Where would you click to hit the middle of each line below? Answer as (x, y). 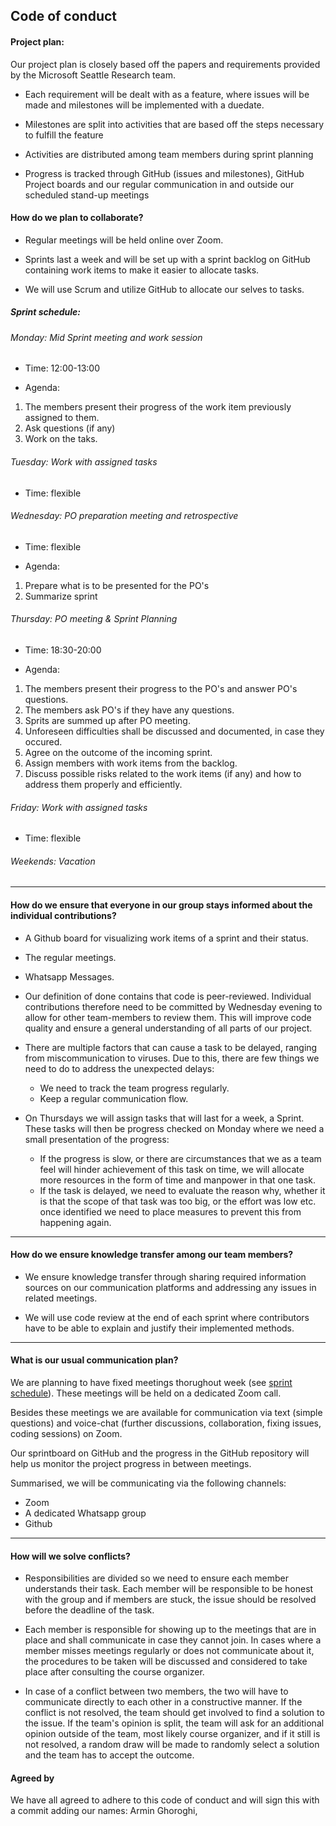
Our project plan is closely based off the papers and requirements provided (165, 64)
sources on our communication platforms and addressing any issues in (170, 1287)
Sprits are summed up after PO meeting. (107, 720)
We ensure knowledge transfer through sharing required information (165, 1276)
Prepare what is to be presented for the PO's (117, 585)
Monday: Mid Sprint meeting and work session (106, 337)
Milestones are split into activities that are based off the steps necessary (174, 124)
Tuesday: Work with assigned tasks (84, 461)
